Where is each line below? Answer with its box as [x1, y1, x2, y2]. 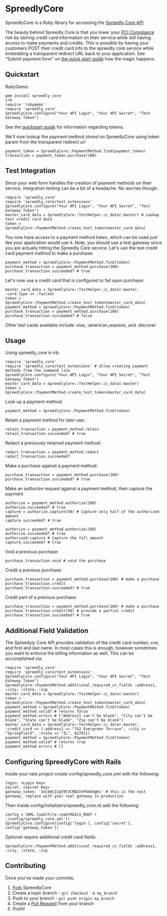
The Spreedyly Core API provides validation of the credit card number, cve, [5, 639, 160, 645]
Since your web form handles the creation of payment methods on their [5, 179, 152, 185]
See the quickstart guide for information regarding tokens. [5, 123, 125, 130]
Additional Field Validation [5, 626, 89, 635]
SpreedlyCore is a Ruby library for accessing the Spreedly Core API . [5, 19, 145, 25]
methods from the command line [5, 368, 70, 373]
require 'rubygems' [5, 102, 46, 107]
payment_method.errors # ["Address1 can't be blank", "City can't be [5, 713, 153, 718]
